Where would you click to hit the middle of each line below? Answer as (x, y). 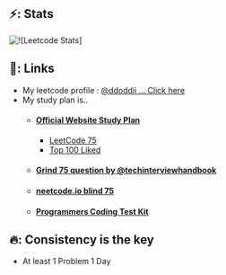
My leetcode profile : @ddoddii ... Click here (104, 90)
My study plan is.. (55, 100)
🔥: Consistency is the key (82, 240)
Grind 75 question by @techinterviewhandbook (126, 170)
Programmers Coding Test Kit (92, 211)
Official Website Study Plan (88, 120)
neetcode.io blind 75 (75, 191)
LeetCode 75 (73, 140)
